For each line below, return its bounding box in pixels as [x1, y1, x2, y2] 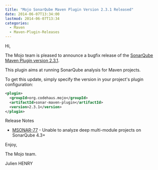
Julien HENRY [5, 161, 33, 167]
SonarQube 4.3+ [12, 132, 46, 138]
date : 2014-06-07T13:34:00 [5, 12, 60, 17]
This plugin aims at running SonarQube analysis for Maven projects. [5, 67, 141, 73]
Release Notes [5, 118, 34, 124]
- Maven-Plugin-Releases [9, 30, 60, 34]
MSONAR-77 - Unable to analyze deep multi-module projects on [12, 127, 141, 133]
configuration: [5, 82, 33, 87]
